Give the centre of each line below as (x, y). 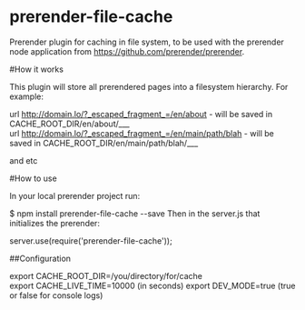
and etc (24, 160)
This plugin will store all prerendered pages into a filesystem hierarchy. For (149, 86)
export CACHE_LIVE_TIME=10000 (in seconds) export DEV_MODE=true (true (152, 285)
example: (26, 96)
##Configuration (40, 258)
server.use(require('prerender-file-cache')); (91, 240)
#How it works (36, 69)
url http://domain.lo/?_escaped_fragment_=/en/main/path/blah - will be (142, 133)
